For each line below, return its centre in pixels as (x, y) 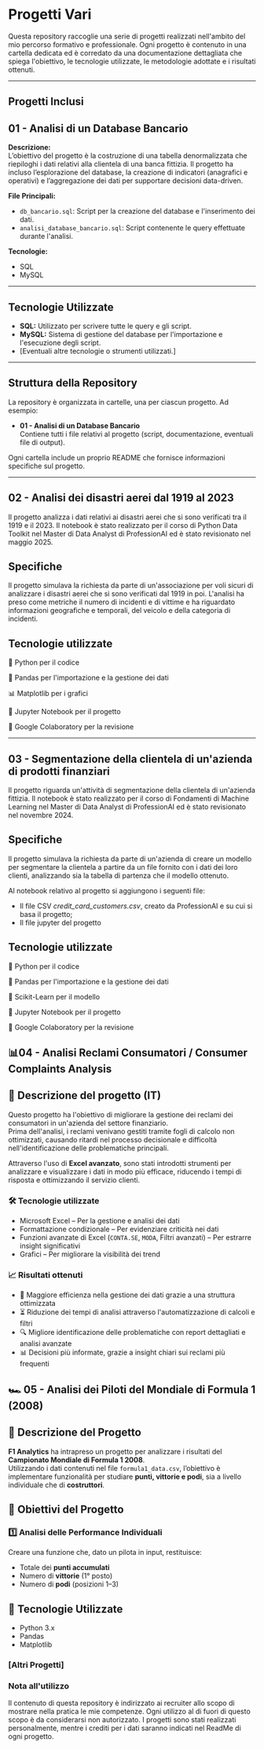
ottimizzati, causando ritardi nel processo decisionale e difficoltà (113, 1139)
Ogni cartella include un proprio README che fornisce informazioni (117, 457)
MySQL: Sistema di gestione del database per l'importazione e (121, 334)
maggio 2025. (31, 542)
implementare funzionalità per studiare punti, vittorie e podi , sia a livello (125, 1476)
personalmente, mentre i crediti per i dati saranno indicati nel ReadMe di (125, 1728)
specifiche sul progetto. (46, 466)
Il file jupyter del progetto (60, 922)
